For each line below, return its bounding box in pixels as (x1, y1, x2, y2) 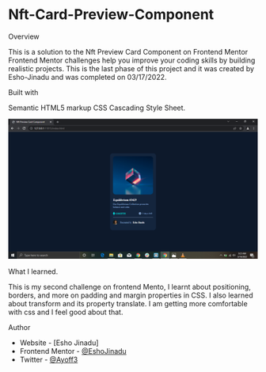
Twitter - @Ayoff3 (19, 355, 78, 364)
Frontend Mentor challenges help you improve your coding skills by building (8, 55, 256, 65)
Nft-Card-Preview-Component (8, 6, 215, 24)
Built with (8, 87, 39, 97)
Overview (8, 32, 40, 41)
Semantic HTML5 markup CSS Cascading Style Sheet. (8, 103, 186, 112)
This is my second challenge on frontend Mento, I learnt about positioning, (8, 282, 251, 291)
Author (8, 322, 31, 332)
